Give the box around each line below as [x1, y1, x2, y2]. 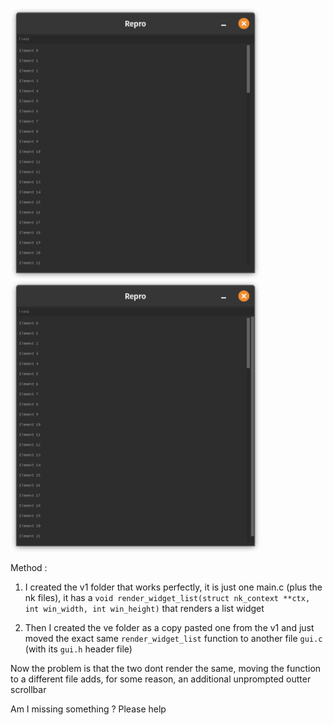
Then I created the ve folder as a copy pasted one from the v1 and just [24, 621, 315, 633]
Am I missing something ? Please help [10, 703, 167, 715]
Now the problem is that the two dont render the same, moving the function [10, 662, 322, 674]
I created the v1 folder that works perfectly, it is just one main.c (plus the [24, 581, 323, 593]
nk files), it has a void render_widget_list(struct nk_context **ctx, [24, 591, 311, 603]
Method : [10, 561, 48, 573]
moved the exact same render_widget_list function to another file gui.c [24, 632, 323, 644]
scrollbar [10, 683, 47, 695]
